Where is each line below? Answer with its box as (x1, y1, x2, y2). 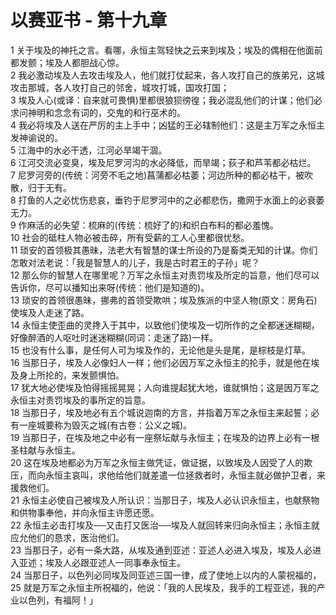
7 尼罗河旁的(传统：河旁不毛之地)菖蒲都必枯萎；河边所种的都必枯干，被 (10, 169, 305, 181)
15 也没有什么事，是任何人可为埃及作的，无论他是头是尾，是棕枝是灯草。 (10, 344, 311, 356)
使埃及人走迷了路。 (10, 306, 90, 318)
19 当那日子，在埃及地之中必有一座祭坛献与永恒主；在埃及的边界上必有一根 (10, 431, 320, 443)
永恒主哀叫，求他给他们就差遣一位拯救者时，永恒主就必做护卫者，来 (44, 469, 326, 481)
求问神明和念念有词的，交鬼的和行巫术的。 (10, 106, 186, 118)
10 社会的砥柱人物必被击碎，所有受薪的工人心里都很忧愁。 (10, 231, 250, 243)
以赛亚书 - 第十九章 (10, 9, 168, 32)
